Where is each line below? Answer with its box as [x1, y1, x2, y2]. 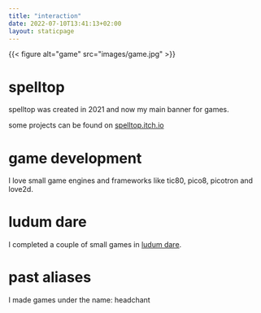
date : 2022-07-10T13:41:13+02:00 [8, 20, 122, 28]
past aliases [8, 268, 92, 287]
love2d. [8, 185, 34, 194]
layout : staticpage [8, 27, 75, 35]
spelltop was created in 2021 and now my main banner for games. [8, 105, 229, 115]
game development [8, 149, 142, 167]
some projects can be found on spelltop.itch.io [8, 120, 164, 130]
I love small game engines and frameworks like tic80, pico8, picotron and [8, 176, 254, 185]
